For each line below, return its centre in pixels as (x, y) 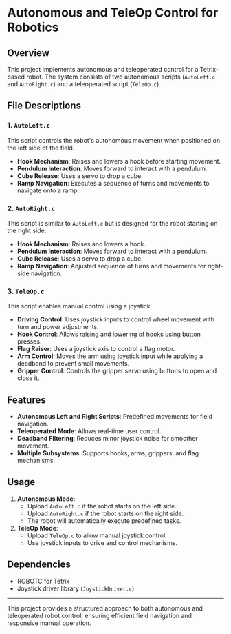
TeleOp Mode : (37, 528)
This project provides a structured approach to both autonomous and (105, 608)
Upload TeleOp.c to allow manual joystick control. (97, 535)
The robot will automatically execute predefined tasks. (104, 521)
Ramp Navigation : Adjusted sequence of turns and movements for (111, 266)
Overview (29, 53)
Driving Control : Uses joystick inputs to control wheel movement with (116, 319)
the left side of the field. (41, 148)
